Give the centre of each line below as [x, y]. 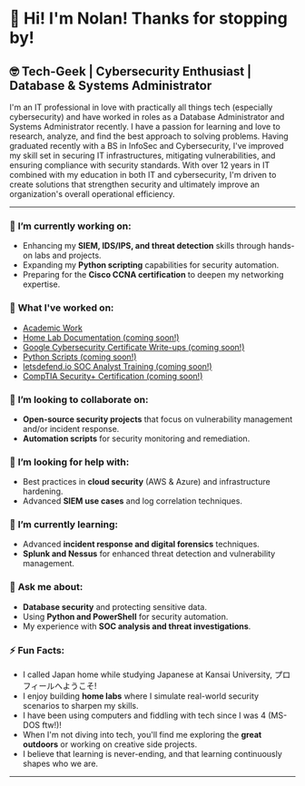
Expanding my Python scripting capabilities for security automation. [151, 265]
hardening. [43, 491]
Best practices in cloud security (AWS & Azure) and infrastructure [146, 482]
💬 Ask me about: [46, 587]
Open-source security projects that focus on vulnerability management [157, 419]
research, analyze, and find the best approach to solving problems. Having [149, 136]
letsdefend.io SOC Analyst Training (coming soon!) [117, 366]
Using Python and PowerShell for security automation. [125, 616]
